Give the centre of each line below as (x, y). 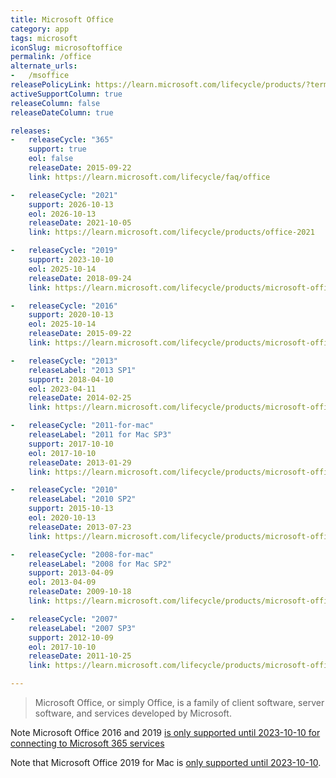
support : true (57, 149)
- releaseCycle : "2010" (64, 490)
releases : (31, 131)
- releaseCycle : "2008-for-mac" (82, 554)
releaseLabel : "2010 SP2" (82, 499)
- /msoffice (40, 76)
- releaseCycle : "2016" (64, 306)
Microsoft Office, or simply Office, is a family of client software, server (179, 702)
